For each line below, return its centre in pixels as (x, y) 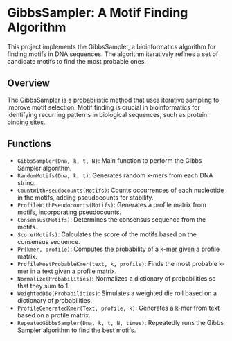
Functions (29, 144)
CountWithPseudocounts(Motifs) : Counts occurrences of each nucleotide (121, 190)
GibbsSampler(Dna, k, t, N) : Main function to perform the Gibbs (109, 160)
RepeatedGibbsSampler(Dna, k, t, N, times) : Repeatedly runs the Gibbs (120, 322)
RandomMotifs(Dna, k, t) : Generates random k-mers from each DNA (115, 175)
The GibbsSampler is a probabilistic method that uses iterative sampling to (113, 100)
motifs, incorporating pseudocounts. (69, 212)
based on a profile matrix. (54, 315)
